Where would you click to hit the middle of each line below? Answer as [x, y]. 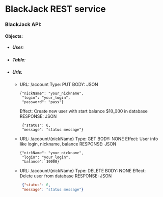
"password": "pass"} [43, 102]
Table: [19, 59]
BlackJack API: [23, 25]
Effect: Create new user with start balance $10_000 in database [84, 111]
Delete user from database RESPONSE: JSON [66, 176]
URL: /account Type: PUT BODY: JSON [59, 84]
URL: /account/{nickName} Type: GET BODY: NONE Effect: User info [89, 139]
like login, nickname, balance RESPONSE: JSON [68, 144]
